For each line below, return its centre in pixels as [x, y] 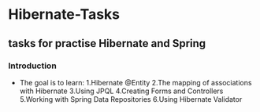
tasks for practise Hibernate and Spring [107, 43]
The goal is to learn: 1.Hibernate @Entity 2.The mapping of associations [136, 82]
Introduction [32, 66]
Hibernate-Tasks [64, 14]
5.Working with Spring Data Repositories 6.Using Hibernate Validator [131, 99]
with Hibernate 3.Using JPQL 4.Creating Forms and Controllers [121, 91]
